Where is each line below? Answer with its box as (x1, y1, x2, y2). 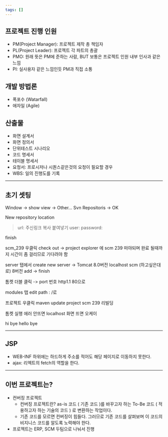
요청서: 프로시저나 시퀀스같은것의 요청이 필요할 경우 (12, 164, 113, 170)
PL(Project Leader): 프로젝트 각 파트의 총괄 (12, 47, 98, 53)
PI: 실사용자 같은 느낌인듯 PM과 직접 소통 (12, 66, 92, 72)
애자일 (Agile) (12, 103, 40, 109)
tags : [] (5, 7, 23, 12)
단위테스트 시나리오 (12, 145, 50, 151)
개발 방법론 (5, 82, 37, 90)
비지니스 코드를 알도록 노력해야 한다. (19, 420, 91, 426)
